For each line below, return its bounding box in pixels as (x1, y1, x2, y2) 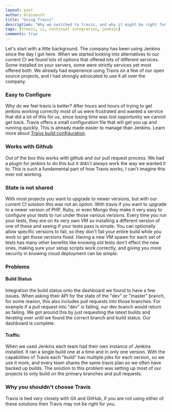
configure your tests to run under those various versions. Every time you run (5, 212, 167, 218)
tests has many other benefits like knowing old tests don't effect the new (5, 239, 159, 245)
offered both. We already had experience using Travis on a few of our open (5, 67, 164, 74)
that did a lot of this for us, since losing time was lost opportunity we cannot (5, 114, 166, 120)
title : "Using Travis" (5, 17, 54, 22)
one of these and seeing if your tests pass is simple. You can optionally (5, 223, 156, 229)
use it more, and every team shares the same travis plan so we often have (5, 360, 162, 366)
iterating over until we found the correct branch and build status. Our (5, 315, 151, 321)
